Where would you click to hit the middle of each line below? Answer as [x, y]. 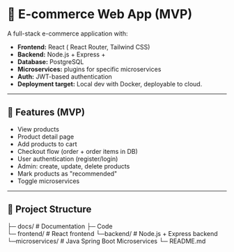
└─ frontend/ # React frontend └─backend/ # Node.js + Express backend [112, 233]
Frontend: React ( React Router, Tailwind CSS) [84, 47]
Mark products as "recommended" [67, 173]
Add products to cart [47, 144]
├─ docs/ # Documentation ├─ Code [60, 226]
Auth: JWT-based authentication [65, 77]
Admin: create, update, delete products [73, 166]
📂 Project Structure [49, 209]
